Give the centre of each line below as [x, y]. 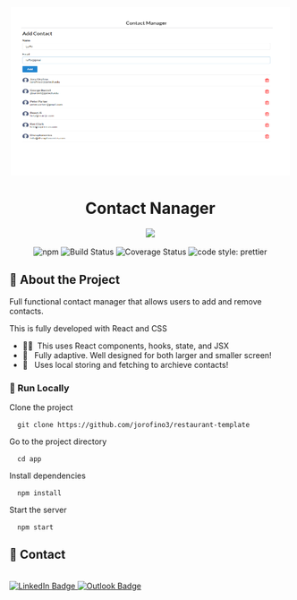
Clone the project [41, 407]
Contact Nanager [150, 209]
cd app [30, 459]
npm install [40, 493]
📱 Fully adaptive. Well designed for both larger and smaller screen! [147, 355]
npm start [35, 527]
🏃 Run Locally [39, 388]
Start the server [38, 510]
